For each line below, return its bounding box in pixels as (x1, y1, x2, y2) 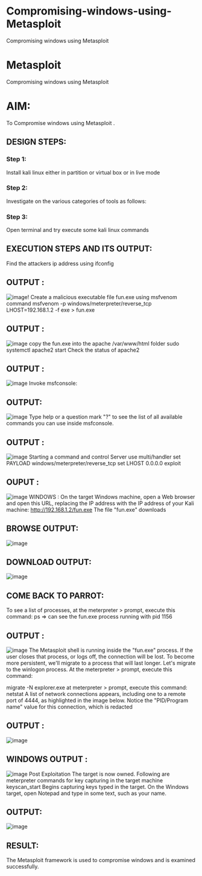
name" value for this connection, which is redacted (6, 703, 133, 710)
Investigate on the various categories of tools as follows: (6, 198, 147, 205)
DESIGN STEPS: (6, 137, 67, 147)
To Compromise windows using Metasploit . (6, 119, 115, 126)
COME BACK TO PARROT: (6, 590, 104, 601)
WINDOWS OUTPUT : (6, 754, 88, 765)
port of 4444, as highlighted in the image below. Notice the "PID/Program (6, 697, 189, 704)
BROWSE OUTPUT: (6, 524, 79, 534)
